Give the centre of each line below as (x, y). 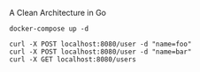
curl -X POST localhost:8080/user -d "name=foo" (100, 44)
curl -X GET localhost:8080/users (73, 60)
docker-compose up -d (49, 29)
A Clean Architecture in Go (58, 13)
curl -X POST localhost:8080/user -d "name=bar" (100, 52)
